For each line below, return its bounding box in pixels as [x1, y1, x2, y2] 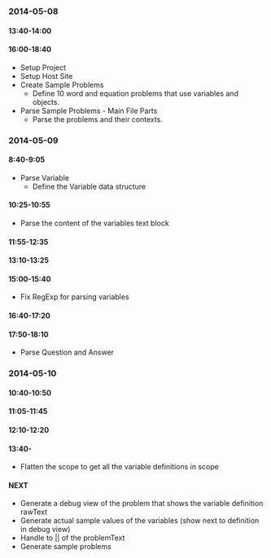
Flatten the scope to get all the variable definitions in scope [20, 462, 220, 472]
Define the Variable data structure [32, 181, 146, 191]
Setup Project [20, 63, 67, 72]
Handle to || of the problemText [20, 533, 125, 543]
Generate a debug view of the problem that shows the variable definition [20, 499, 264, 508]
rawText [20, 507, 47, 517]
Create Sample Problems [20, 80, 104, 89]
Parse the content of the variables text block [20, 218, 169, 229]
